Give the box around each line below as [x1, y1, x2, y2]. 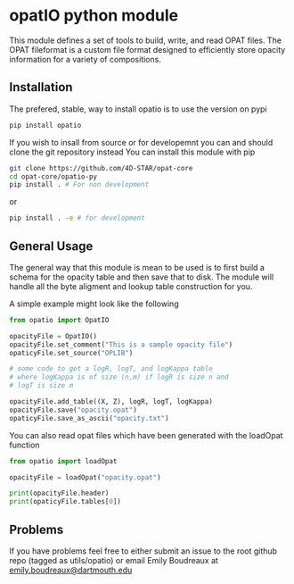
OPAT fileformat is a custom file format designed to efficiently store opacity [9, 44, 286, 54]
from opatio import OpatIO [9, 315, 110, 324]
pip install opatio [9, 121, 82, 129]
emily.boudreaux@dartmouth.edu [9, 564, 133, 575]
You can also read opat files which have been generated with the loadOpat [9, 430, 283, 440]
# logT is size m [9, 381, 74, 390]
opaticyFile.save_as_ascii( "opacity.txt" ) [9, 413, 169, 422]
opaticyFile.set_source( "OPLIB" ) [9, 348, 134, 357]
